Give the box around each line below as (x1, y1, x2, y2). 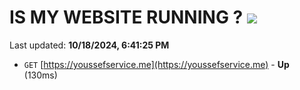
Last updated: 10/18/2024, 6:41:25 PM (9, 39, 170, 51)
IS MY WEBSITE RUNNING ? (9, 6, 244, 29)
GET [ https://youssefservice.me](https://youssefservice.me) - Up (23, 58, 290, 70)
